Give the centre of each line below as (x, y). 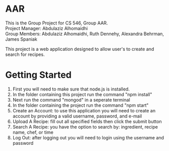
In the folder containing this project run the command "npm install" (82, 94)
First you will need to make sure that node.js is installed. (71, 89)
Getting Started (39, 75)
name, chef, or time (33, 132)
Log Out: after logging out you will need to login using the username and (88, 137)
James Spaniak (21, 39)
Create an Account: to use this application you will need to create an (84, 110)
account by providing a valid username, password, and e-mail (77, 116)
